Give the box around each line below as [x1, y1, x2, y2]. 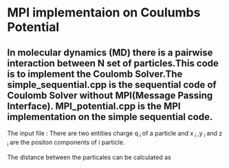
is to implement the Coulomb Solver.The [7, 68, 183, 80]
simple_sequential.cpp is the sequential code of [7, 79, 217, 91]
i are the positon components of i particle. [7, 138, 125, 148]
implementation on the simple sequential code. [7, 111, 213, 123]
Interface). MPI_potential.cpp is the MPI [7, 100, 181, 112]
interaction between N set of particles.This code [7, 57, 219, 69]
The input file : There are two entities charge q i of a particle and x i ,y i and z [7, 129, 223, 139]
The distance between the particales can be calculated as [7, 153, 171, 161]
